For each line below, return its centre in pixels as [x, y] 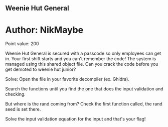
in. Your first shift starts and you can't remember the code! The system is [81, 59]
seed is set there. [23, 109]
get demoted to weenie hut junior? [41, 69]
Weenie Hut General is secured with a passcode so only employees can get [83, 53]
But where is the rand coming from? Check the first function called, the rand [84, 104]
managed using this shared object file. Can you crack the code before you [82, 64]
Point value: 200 [22, 44]
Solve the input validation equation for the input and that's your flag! [75, 119]
